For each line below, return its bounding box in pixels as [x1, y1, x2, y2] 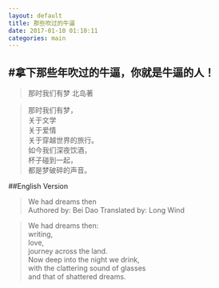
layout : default [8, 11, 62, 20]
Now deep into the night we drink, [27, 255, 140, 265]
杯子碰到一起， [27, 155, 78, 165]
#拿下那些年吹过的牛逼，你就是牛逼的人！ [8, 66, 215, 79]
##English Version [8, 182, 69, 191]
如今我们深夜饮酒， [27, 146, 92, 155]
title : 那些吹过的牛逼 [8, 19, 76, 27]
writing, [27, 230, 54, 239]
